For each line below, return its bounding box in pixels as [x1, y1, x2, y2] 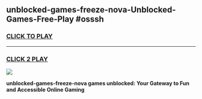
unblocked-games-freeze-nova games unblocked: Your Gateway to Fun [6, 79, 190, 86]
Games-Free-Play [6, 14, 74, 25]
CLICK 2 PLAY [6, 55, 48, 63]
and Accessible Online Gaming [6, 86, 85, 93]
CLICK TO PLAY [6, 32, 53, 41]
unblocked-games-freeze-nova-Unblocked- [6, 5, 176, 15]
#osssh [75, 14, 104, 25]
